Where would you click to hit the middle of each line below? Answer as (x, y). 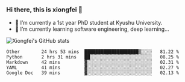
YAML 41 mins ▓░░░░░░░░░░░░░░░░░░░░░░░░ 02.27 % (93, 68)
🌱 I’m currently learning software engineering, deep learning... (92, 29)
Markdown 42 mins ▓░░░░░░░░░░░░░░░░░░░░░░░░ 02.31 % (93, 63)
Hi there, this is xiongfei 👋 (44, 10)
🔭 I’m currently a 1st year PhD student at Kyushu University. (89, 23)
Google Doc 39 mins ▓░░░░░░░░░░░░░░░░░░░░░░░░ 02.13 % (93, 73)
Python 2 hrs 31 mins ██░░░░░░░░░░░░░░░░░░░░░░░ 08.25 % (93, 57)
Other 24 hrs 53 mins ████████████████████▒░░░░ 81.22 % (93, 52)
